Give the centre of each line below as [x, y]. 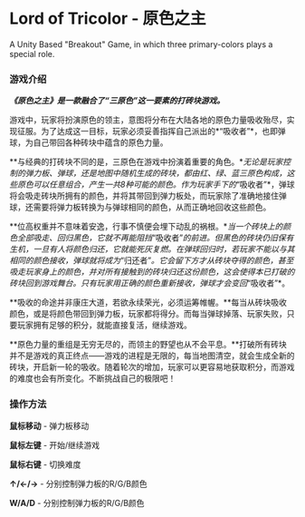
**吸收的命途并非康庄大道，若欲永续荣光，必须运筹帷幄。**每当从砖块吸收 [148, 302]
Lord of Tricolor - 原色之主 [108, 19]
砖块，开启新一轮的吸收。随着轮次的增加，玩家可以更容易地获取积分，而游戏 [152, 367]
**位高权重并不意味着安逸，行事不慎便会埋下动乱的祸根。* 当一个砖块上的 [146, 227]
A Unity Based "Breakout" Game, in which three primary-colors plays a [141, 44]
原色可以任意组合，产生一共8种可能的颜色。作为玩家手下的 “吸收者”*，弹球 [156, 185]
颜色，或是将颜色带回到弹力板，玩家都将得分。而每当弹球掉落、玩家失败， [148, 314]
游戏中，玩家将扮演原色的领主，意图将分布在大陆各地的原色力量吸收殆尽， [148, 120]
